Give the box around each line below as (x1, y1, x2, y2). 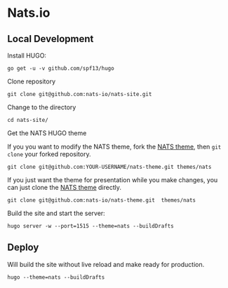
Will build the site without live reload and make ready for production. (7, 260, 205, 268)
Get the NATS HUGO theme (7, 129, 87, 137)
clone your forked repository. (7, 150, 91, 158)
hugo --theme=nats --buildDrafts (7, 273, 105, 281)
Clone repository (7, 77, 56, 85)
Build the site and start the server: (7, 209, 105, 217)
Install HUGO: (7, 51, 47, 60)
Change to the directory (7, 103, 76, 111)
